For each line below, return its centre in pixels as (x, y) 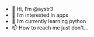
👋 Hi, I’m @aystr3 (32, 9)
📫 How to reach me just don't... (50, 28)
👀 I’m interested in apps (40, 15)
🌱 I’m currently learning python (49, 21)
